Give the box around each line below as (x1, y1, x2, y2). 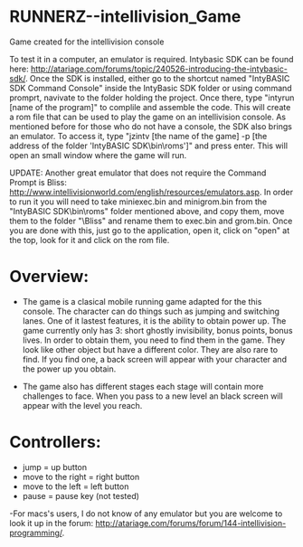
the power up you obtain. (22, 363, 117, 374)
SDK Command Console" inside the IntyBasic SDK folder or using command (9, 82, 292, 93)
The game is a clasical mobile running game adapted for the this (22, 296, 262, 307)
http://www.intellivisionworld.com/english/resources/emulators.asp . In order (9, 186, 294, 197)
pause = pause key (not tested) (22, 490, 140, 501)
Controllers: (9, 432, 101, 453)
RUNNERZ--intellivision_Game (9, 6, 241, 27)
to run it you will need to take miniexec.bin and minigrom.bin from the (9, 196, 268, 207)
